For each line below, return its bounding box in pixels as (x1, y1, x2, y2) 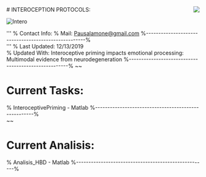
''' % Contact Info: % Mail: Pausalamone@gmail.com (6, 30, 140, 37)
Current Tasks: (6, 84, 84, 97)
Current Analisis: (6, 138, 95, 153)
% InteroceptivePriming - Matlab (6, 104, 89, 111)
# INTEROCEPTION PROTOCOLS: (6, 6, 91, 13)
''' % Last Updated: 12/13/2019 (6, 43, 84, 50)
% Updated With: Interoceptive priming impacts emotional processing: (6, 49, 184, 56)
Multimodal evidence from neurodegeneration (6, 56, 123, 63)
